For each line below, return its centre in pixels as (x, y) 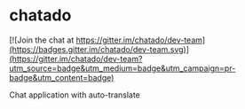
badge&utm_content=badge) (62, 77)
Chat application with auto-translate (75, 95)
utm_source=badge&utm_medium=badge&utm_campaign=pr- (122, 68)
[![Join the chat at (42, 40)
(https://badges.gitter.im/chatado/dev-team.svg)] (99, 49)
